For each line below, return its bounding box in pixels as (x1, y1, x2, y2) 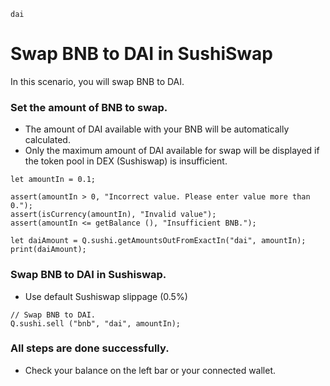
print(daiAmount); (10, 245, 87, 255)
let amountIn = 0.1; (10, 175, 97, 185)
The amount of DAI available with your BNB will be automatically (24, 123, 290, 135)
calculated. (24, 134, 71, 146)
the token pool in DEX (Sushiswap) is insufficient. (24, 155, 228, 167)
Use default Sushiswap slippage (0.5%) (24, 290, 188, 302)
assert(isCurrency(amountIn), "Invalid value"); (10, 210, 217, 220)
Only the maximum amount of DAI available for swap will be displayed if (24, 145, 320, 157)
